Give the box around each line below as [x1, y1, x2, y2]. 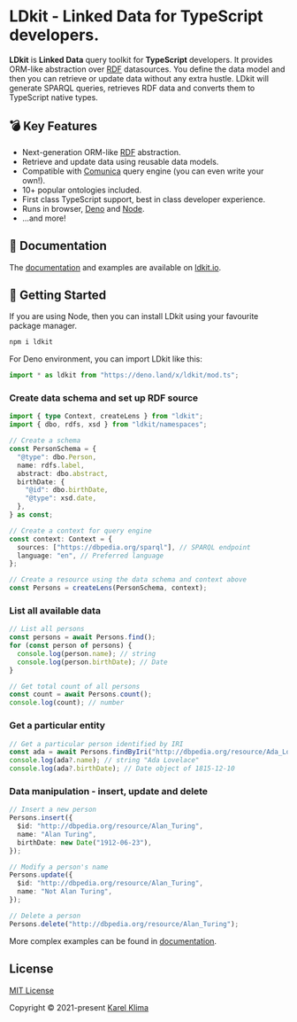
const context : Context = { [9, 534, 113, 543]
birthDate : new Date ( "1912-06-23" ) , [17, 838, 152, 847]
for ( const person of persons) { [9, 641, 133, 651]
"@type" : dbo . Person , [17, 452, 97, 462]
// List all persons [9, 625, 86, 634]
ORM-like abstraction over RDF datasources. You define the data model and [9, 64, 286, 74]
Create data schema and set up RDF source [9, 392, 199, 404]
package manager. [9, 321, 78, 332]
